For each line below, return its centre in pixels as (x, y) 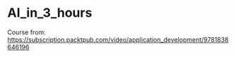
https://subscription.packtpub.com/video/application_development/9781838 (118, 39)
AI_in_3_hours (50, 13)
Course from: (26, 32)
